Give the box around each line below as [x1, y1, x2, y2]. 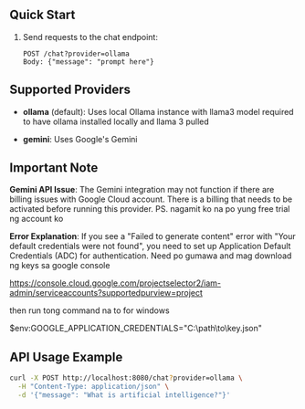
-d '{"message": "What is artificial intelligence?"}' [17, 391, 231, 400]
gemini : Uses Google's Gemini [22, 133, 138, 144]
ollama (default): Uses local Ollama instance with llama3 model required [22, 106, 294, 117]
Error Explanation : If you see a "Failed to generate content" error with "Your [9, 231, 297, 242]
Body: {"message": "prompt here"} [22, 57, 154, 67]
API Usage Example [9, 349, 123, 364]
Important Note [9, 160, 99, 176]
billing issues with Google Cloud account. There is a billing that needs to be [9, 194, 293, 204]
